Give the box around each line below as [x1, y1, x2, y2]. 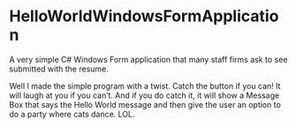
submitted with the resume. [9, 64, 109, 74]
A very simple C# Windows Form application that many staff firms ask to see [9, 54, 288, 64]
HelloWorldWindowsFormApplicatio [9, 6, 279, 26]
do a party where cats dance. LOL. [9, 109, 135, 119]
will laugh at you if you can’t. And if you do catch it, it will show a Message [9, 90, 280, 101]
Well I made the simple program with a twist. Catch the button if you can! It [9, 80, 281, 91]
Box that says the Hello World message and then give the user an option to [9, 99, 281, 109]
